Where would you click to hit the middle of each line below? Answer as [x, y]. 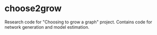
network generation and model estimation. [47, 27]
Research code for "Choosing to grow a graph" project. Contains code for [78, 22]
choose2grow [33, 9]
